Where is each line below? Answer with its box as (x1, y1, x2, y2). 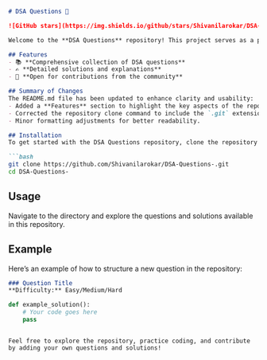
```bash (8, 153, 34, 161)
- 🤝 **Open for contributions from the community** (8, 72, 183, 81)
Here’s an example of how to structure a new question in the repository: (8, 264, 242, 273)
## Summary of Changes (8, 88, 83, 96)
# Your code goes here (22, 308, 98, 316)
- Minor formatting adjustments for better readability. (8, 116, 201, 125)
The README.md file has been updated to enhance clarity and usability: (8, 95, 254, 103)
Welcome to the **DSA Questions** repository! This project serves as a (8, 36, 254, 44)
